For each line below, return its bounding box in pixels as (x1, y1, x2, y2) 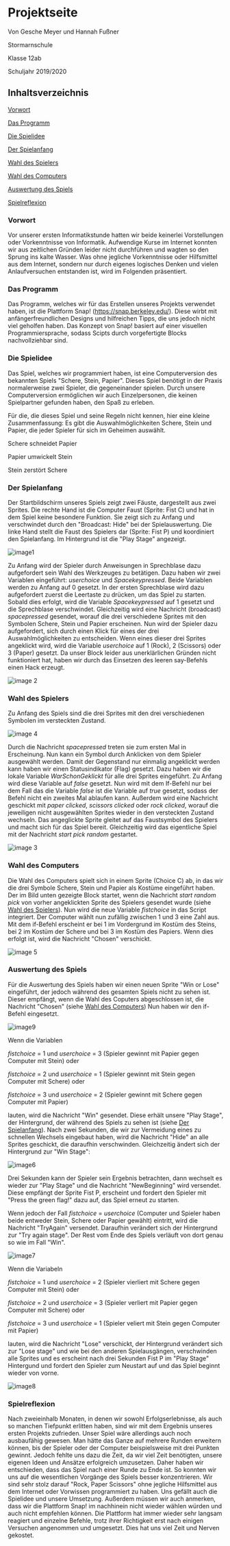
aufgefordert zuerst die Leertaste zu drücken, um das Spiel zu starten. (8, 590, 206, 599)
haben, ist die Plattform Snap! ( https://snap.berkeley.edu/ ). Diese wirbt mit (8, 307, 218, 316)
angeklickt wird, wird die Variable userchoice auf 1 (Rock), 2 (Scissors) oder (8, 641, 222, 649)
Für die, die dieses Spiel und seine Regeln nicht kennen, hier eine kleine (8, 411, 210, 419)
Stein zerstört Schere (8, 466, 68, 474)
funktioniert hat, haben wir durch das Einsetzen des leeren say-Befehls (8, 656, 208, 664)
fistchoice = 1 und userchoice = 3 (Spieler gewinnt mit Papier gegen (8, 1049, 199, 1058)
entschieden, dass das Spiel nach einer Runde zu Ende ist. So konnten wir (8, 1466, 217, 1474)
